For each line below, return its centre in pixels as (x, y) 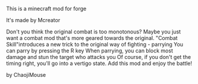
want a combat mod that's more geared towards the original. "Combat (92, 38)
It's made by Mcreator (33, 20)
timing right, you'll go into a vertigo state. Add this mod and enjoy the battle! (99, 63)
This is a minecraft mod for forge (46, 9)
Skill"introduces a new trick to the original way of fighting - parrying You (95, 44)
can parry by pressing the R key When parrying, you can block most (90, 51)
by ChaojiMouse (26, 75)
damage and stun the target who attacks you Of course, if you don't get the (99, 57)
